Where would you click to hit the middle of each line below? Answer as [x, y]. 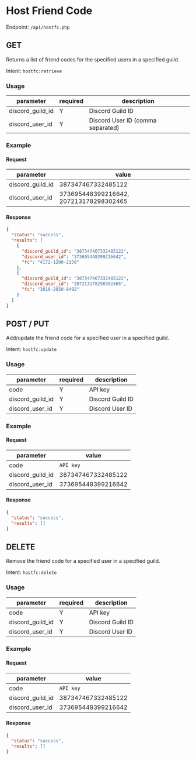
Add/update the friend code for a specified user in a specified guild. [87, 338]
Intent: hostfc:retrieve [34, 71]
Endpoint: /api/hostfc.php [38, 27]
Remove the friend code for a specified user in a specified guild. [83, 561]
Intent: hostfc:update [32, 349]
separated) [104, 128]
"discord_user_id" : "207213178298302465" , [74, 284]
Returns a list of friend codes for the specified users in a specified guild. [93, 59]
